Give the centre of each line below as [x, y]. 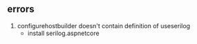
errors [21, 9]
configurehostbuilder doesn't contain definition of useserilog [104, 25]
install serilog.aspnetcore [63, 33]
